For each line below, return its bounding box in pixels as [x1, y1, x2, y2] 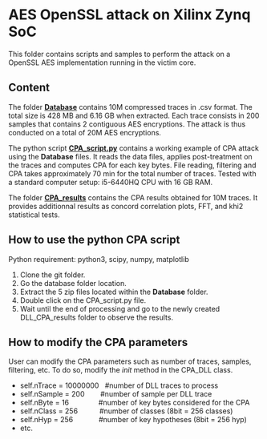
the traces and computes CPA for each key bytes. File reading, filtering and [8, 160, 257, 170]
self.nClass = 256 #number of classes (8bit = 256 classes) [19, 406, 233, 416]
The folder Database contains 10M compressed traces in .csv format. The [8, 102, 253, 111]
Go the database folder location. [19, 278, 127, 288]
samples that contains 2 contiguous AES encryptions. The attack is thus [8, 119, 246, 129]
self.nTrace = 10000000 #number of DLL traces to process [19, 381, 219, 390]
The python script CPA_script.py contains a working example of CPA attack [8, 143, 259, 153]
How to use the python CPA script [8, 233, 180, 247]
